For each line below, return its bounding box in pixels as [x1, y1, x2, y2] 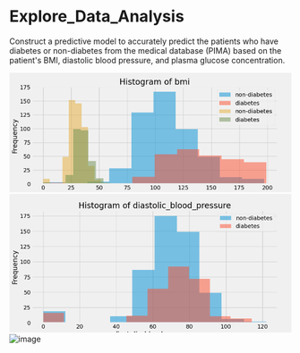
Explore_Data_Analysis [9, 6, 185, 27]
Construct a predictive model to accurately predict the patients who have [9, 36, 279, 46]
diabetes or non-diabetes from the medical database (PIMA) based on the [9, 45, 282, 55]
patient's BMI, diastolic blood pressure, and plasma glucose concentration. [9, 55, 286, 65]
